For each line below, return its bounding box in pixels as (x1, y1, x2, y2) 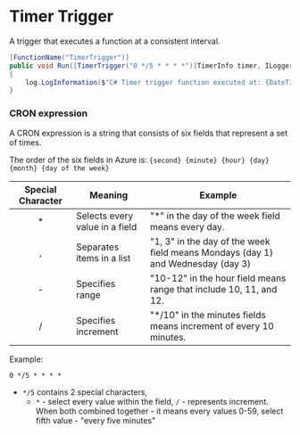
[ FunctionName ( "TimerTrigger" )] (9, 53, 129, 62)
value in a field (75, 220, 137, 233)
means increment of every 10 (150, 319, 274, 332)
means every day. (150, 220, 225, 233)
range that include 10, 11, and (150, 283, 278, 295)
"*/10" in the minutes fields (150, 308, 266, 321)
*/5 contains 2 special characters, (21, 386, 148, 398)
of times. (9, 136, 42, 148)
